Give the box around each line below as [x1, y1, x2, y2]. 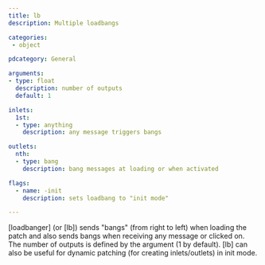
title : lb [8, 11, 41, 20]
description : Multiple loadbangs [8, 19, 119, 27]
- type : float [8, 77, 56, 85]
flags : [8, 179, 30, 187]
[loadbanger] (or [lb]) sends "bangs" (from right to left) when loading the [8, 223, 247, 232]
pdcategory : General [8, 55, 77, 64]
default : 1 [15, 92, 52, 99]
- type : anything [15, 121, 73, 129]
